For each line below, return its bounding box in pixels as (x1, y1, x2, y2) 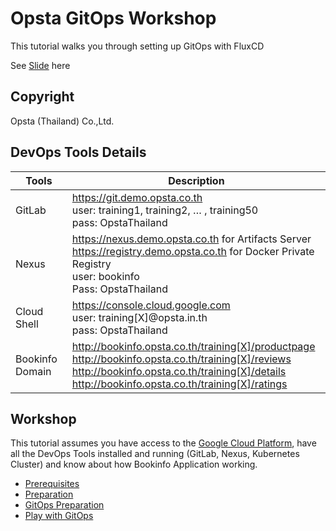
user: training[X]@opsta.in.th (71, 310, 208, 324)
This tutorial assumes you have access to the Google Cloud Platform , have (10, 437, 317, 449)
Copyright (10, 88, 75, 106)
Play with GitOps (24, 510, 94, 522)
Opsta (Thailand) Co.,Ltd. (10, 115, 115, 127)
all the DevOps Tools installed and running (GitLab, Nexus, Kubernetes (10, 448, 300, 460)
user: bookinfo (71, 269, 140, 283)
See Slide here (10, 59, 71, 71)
